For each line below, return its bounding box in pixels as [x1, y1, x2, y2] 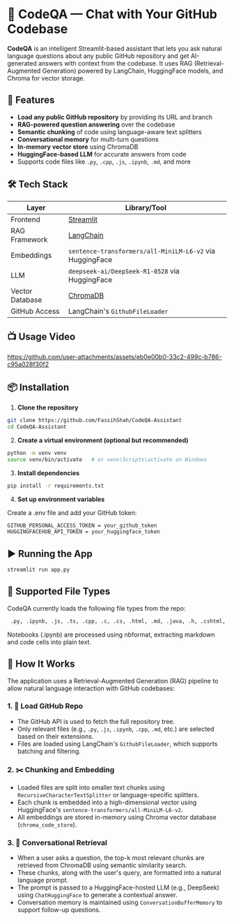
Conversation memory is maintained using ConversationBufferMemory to [17, 898, 223, 907]
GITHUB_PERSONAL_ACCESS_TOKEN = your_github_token [7, 522, 157, 529]
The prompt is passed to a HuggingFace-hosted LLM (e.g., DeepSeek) [17, 883, 219, 892]
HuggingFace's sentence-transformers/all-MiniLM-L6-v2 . [17, 806, 183, 814]
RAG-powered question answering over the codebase [17, 120, 175, 129]
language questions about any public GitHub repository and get [7, 52, 189, 60]
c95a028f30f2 [7, 360, 49, 369]
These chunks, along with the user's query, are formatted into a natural [17, 869, 221, 877]
